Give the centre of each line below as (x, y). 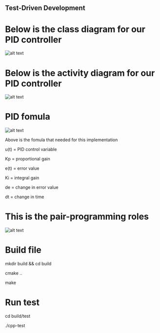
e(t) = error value (22, 168)
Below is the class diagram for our (75, 29)
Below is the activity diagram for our (80, 73)
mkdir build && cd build (28, 264)
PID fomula (28, 117)
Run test (22, 302)
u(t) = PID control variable (31, 150)
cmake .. (14, 273)
